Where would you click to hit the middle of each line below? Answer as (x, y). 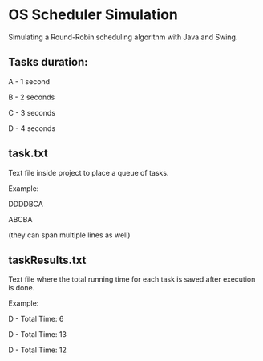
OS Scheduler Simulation (93, 15)
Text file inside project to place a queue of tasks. (89, 172)
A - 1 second (29, 81)
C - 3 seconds (32, 112)
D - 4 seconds (32, 128)
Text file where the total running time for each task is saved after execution (132, 279)
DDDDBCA (26, 204)
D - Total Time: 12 (37, 350)
